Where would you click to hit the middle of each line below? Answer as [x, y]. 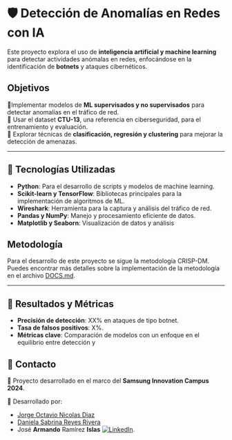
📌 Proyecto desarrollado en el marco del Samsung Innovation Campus [108, 381]
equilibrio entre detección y [56, 343]
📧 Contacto [32, 364]
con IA [26, 33]
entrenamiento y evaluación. [48, 127]
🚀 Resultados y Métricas [60, 304]
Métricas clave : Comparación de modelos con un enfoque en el [108, 335]
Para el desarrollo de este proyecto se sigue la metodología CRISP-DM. [108, 261]
